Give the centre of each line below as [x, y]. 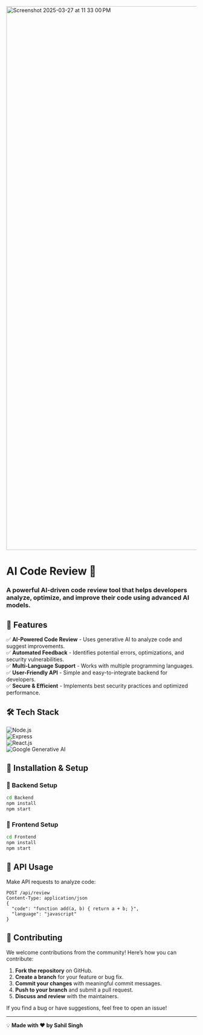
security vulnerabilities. [35, 659]
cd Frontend [21, 837]
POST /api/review [28, 893]
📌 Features [27, 625]
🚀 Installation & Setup [47, 768]
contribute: [20, 959]
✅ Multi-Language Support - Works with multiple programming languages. [100, 666]
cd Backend [20, 798]
